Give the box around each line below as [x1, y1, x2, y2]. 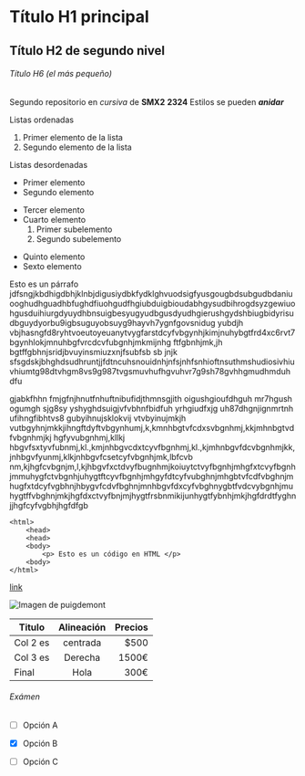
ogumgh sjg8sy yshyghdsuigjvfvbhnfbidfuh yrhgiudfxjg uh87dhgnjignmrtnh [9, 403, 294, 414]
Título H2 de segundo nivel [9, 43, 166, 58]
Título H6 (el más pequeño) [9, 68, 112, 79]
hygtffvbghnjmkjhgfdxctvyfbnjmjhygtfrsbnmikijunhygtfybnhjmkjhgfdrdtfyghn [9, 490, 297, 501]
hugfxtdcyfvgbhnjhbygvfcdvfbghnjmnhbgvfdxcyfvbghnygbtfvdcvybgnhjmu [9, 480, 294, 491]
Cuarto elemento [22, 214, 86, 225]
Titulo [18, 621, 46, 634]
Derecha [63, 651, 101, 664]
